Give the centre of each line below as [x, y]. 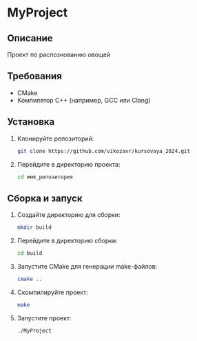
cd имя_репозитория [45, 177]
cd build [30, 254]
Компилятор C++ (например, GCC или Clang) [84, 100]
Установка [31, 122]
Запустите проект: [44, 318]
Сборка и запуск [45, 198]
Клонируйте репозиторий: [55, 138]
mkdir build [34, 228]
